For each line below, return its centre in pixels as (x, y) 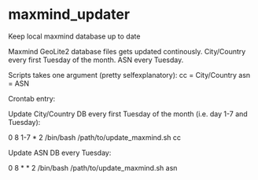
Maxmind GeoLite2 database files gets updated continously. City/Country (127, 51)
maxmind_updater (69, 15)
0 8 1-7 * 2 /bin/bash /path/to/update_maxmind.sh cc (95, 137)
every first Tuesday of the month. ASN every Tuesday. (96, 60)
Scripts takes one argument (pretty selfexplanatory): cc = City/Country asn (129, 75)
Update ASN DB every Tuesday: (60, 152)
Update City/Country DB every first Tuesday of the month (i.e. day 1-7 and (128, 114)
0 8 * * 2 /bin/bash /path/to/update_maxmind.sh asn (93, 167)
